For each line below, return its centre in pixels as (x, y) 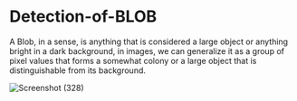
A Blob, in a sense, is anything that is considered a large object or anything (148, 41)
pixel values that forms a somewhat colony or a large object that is (133, 60)
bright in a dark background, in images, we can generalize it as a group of (147, 50)
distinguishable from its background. (78, 70)
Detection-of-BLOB (83, 17)
